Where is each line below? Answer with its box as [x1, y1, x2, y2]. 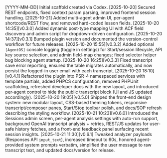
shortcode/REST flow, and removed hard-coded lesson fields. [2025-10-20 [5, 20, 160, 26]
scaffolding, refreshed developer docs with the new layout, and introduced [5, 84, 159, 89]
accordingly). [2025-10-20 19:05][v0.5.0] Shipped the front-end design [5, 94, 151, 100]
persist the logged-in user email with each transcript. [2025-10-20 [5, 68, 142, 74]
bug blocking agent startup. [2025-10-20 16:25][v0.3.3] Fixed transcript [5, 57, 153, 63]
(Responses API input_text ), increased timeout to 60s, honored [5, 137, 136, 143]
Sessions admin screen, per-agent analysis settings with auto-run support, [5, 116, 159, 121]
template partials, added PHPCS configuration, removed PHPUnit [5, 78, 139, 84]
